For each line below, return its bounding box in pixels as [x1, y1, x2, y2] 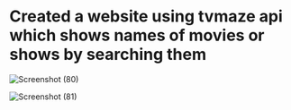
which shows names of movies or [9, 25, 265, 46]
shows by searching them [9, 45, 207, 64]
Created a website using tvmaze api [9, 6, 283, 27]
